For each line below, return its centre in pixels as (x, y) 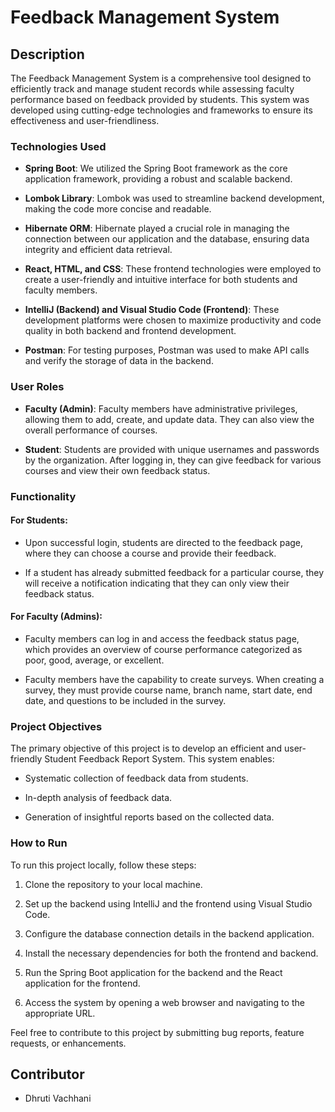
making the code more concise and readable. (118, 209)
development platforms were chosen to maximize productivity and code (173, 320)
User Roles (37, 387)
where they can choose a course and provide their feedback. (150, 553)
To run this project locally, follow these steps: (103, 865)
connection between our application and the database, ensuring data (167, 239)
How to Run (39, 843)
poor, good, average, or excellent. (94, 660)
